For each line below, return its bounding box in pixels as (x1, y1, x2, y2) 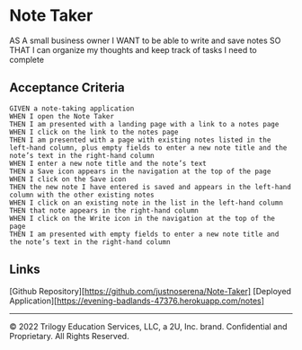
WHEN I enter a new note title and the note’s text (9, 159, 207, 168)
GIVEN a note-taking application (9, 104, 135, 113)
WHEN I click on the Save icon (9, 174, 127, 184)
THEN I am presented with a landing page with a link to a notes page (9, 119, 280, 128)
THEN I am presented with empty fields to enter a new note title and (9, 230, 280, 239)
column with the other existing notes (9, 190, 155, 199)
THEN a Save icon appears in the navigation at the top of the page (9, 167, 271, 176)
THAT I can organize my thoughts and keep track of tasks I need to (9, 44, 258, 55)
